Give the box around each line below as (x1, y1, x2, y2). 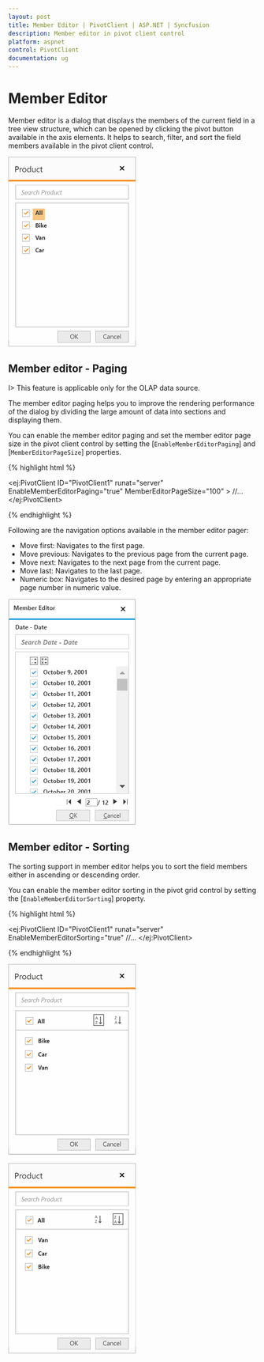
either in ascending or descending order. (8, 870, 140, 880)
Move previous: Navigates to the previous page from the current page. (19, 549, 249, 558)
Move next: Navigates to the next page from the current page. (19, 558, 221, 567)
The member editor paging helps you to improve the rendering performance (8, 398, 255, 407)
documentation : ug (8, 55, 69, 62)
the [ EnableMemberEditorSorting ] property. (8, 894, 146, 903)
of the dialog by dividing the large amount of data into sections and (8, 407, 226, 416)
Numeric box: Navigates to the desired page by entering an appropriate (19, 574, 252, 584)
